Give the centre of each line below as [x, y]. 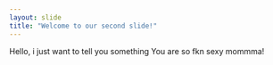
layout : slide [36, 17]
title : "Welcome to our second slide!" [83, 26]
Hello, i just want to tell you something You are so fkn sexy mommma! [137, 51]
